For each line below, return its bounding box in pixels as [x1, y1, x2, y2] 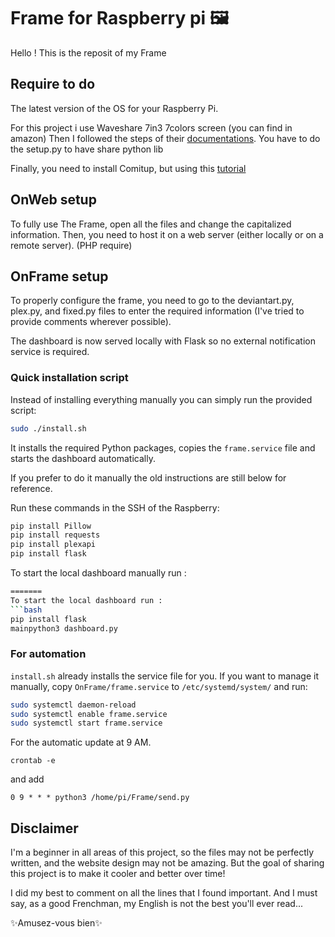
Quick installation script [10, 371, 129, 385]
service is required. [10, 346, 90, 358]
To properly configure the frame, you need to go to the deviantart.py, [10, 295, 295, 307]
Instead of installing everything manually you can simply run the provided [10, 393, 313, 405]
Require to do [10, 76, 96, 93]
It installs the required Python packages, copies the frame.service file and [10, 441, 316, 454]
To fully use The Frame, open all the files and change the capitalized [10, 218, 292, 230]
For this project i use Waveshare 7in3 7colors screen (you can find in [10, 121, 293, 134]
